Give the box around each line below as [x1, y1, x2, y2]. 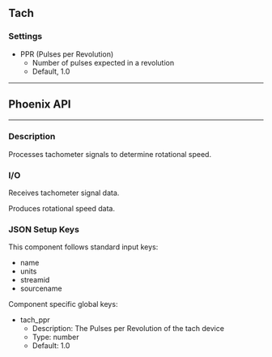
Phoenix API [8, 97, 71, 112]
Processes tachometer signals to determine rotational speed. [8, 149, 212, 159]
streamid [19, 275, 50, 285]
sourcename [19, 283, 62, 294]
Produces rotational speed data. [8, 204, 116, 214]
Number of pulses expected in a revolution [32, 57, 175, 67]
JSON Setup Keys [8, 224, 79, 236]
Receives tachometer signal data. [8, 188, 120, 198]
